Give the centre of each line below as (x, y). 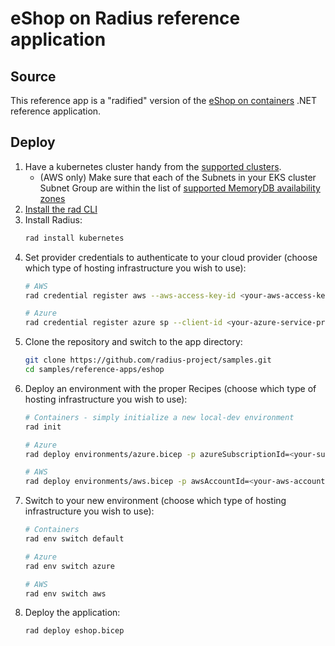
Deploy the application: (72, 613)
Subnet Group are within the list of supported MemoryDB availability (180, 188)
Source (33, 76)
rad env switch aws (65, 593)
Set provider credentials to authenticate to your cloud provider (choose (171, 257)
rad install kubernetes (74, 238)
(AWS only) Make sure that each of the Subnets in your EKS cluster (178, 177)
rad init (43, 427)
